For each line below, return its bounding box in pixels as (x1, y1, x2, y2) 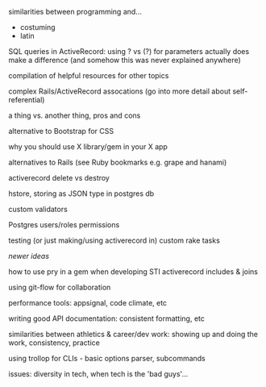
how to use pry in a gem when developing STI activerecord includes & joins (8, 267, 258, 277)
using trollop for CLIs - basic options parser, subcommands (8, 354, 206, 363)
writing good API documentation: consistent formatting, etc (8, 314, 206, 323)
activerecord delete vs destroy (8, 173, 110, 182)
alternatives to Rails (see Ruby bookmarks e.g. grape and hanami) (8, 157, 227, 167)
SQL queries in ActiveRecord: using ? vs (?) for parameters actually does (8, 47, 250, 56)
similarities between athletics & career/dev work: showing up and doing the (8, 330, 258, 339)
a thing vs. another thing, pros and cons (8, 110, 141, 120)
